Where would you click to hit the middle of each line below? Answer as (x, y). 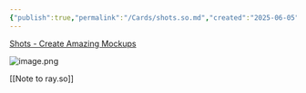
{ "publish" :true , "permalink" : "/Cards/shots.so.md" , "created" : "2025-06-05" (154, 18)
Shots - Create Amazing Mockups (73, 43)
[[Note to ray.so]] (42, 79)
